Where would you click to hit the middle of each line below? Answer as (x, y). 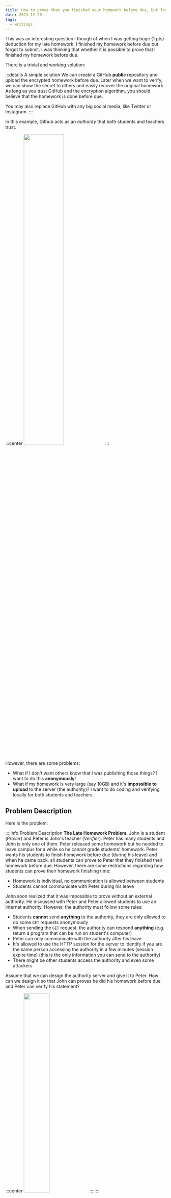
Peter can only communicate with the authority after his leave (77, 939)
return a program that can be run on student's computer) (72, 933)
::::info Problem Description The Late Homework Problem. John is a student (85, 833)
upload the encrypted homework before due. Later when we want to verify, (84, 80)
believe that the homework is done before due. (54, 96)
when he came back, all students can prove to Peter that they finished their (84, 860)
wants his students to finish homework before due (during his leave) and (81, 855)
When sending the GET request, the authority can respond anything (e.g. (88, 928)
